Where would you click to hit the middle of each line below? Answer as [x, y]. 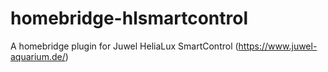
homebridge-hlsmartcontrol [129, 18]
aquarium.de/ [38, 56]
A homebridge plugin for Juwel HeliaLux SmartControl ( [124, 46]
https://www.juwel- [278, 46]
